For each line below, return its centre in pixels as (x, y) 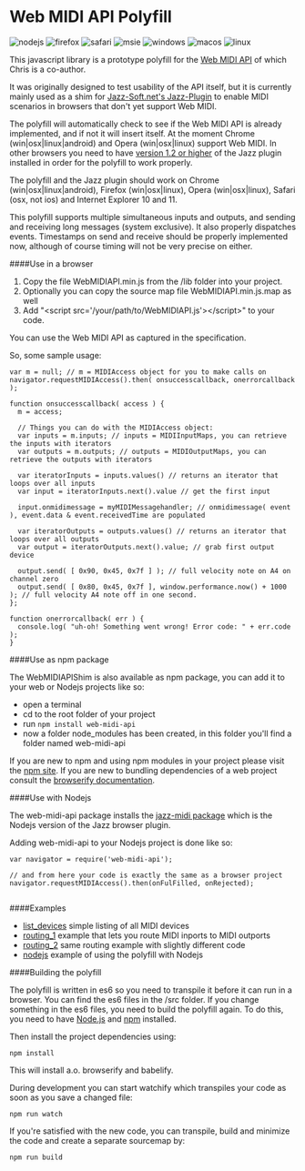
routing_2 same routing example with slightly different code (134, 944)
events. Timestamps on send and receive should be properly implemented (149, 236)
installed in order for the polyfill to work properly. (101, 162)
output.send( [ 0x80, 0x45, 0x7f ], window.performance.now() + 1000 (152, 587)
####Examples (38, 908)
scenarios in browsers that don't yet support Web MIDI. (113, 106)
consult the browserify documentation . (82, 780)
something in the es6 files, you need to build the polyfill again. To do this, (147, 1009)
